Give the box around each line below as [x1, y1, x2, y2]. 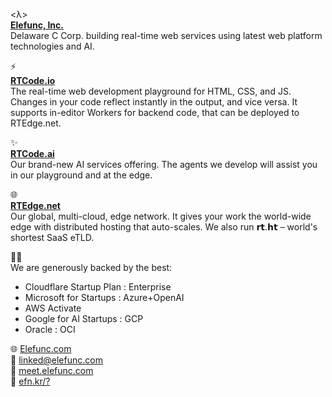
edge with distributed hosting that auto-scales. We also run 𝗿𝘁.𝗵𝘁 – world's [10, 221, 318, 233]
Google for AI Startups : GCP [24, 313, 144, 324]
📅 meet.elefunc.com [10, 365, 94, 376]
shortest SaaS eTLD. [10, 232, 95, 243]
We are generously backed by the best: [10, 262, 173, 273]
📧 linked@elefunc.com [10, 354, 103, 366]
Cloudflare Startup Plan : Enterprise [24, 281, 172, 293]
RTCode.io [10, 75, 56, 86]
